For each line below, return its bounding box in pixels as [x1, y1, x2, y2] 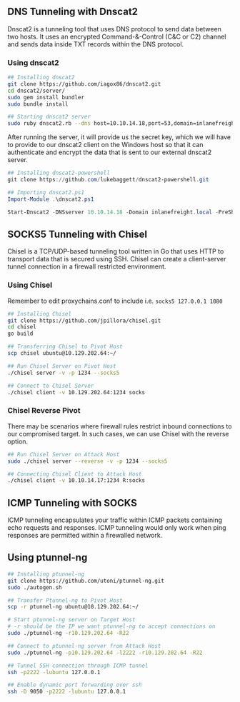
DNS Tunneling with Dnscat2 [7, 6, 138, 18]
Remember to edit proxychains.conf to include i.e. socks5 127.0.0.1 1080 [7, 296, 223, 305]
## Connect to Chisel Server [7, 382, 94, 389]
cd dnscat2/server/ [7, 87, 66, 94]
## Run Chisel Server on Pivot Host [7, 362, 116, 370]
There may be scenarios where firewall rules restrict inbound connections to [7, 421, 232, 431]
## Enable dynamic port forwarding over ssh [7, 681, 142, 688]
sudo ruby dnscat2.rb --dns [7, 120, 91, 127]
